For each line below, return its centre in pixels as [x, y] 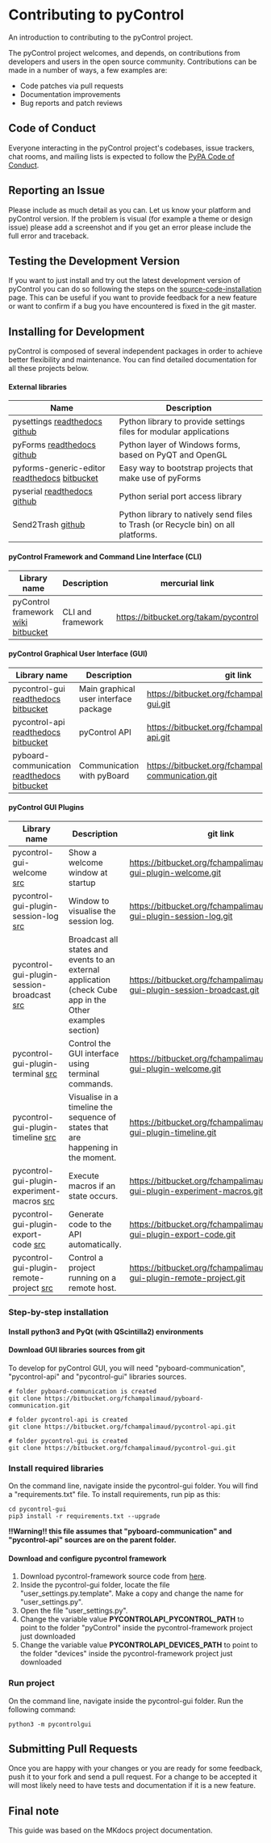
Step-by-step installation [58, 1312]
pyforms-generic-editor [59, 468]
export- [27, 1234]
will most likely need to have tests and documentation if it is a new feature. [132, 1786]
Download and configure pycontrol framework [88, 1558]
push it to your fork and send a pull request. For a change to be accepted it [133, 1777]
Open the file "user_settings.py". [74, 1611]
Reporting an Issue [57, 190]
